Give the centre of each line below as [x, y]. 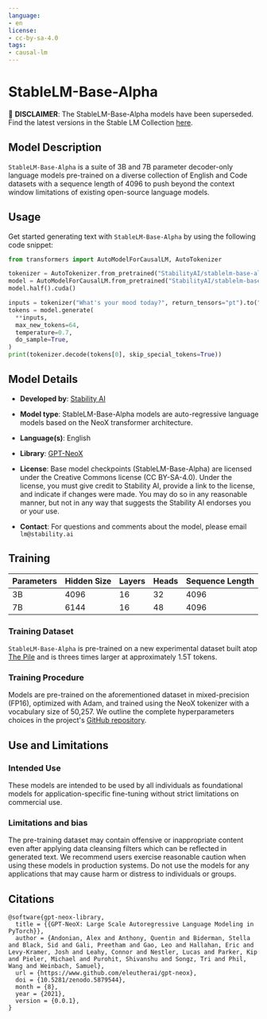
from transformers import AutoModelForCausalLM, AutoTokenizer [115, 260]
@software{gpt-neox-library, [56, 917]
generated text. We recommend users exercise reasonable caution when [127, 857]
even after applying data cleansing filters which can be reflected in [118, 849]
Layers [132, 580]
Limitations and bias [48, 822]
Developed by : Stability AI [62, 398]
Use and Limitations [58, 745]
